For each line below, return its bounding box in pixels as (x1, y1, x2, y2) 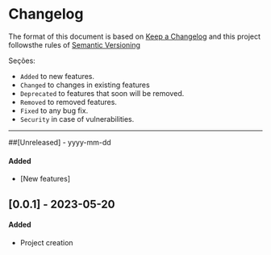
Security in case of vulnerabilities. (19, 114, 135, 123)
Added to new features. (19, 71, 95, 81)
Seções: (8, 56, 36, 65)
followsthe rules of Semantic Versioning (8, 40, 141, 49)
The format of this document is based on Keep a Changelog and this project (8, 31, 261, 41)
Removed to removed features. (19, 97, 117, 107)
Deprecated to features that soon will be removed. (19, 88, 185, 98)
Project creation (19, 237, 74, 247)
